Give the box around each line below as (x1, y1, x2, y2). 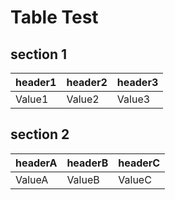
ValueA (15, 172, 49, 186)
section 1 (10, 46, 67, 63)
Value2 (66, 92, 100, 106)
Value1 (15, 92, 49, 106)
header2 (66, 76, 108, 89)
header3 (116, 76, 159, 89)
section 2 (10, 126, 70, 143)
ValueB (66, 172, 100, 186)
